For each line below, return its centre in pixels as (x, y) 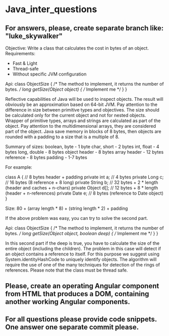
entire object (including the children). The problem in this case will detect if (83, 249)
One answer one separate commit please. (72, 327)
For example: (19, 167)
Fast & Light (25, 63)
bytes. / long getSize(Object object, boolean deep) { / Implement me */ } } (82, 233)
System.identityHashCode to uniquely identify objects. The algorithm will (81, 259)
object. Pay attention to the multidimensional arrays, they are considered (81, 126)
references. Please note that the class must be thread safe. (67, 270)
